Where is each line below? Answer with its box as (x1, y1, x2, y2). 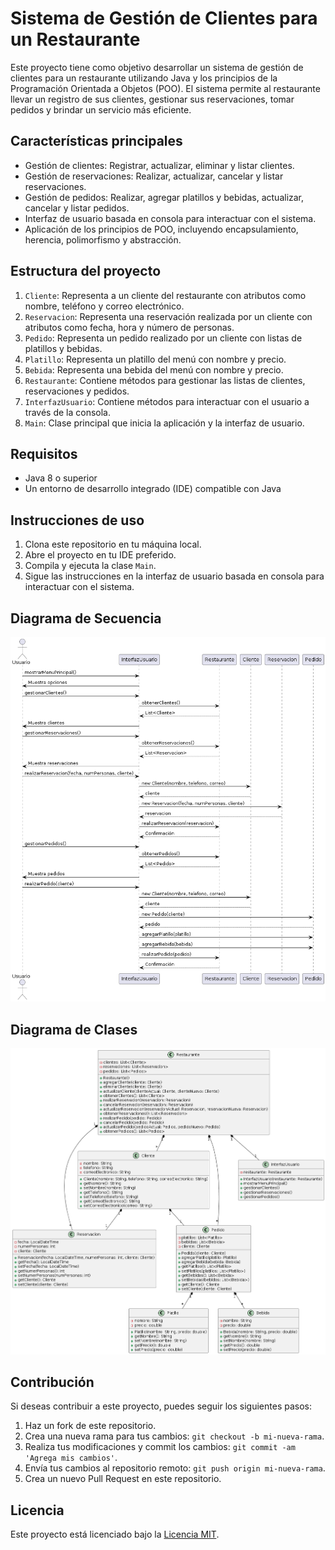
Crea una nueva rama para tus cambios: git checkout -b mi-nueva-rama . (24, 1430, 325, 1442)
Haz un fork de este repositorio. (24, 1420, 157, 1432)
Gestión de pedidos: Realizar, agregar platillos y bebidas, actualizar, (24, 191, 305, 203)
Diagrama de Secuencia (10, 610, 162, 627)
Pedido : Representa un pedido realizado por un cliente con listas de (24, 332, 303, 344)
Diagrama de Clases (10, 1021, 138, 1038)
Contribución (10, 1374, 95, 1391)
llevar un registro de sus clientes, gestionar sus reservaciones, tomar (10, 93, 295, 105)
